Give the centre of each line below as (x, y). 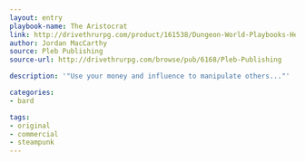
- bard (22, 100)
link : (20, 34)
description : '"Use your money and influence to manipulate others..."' (150, 76)
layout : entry (36, 18)
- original (30, 126)
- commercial (34, 134)
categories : (32, 92)
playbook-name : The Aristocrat (69, 26)
